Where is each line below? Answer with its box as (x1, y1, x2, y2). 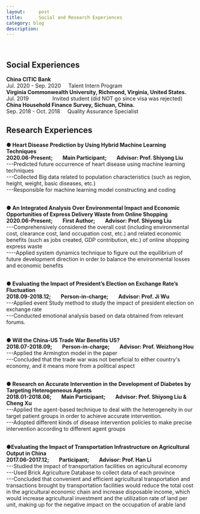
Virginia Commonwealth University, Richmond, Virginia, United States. (6, 89, 187, 96)
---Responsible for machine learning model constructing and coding (6, 186, 176, 193)
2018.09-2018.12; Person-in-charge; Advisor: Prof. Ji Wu (6, 293, 170, 300)
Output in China (6, 449, 47, 457)
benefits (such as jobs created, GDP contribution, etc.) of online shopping (6, 236, 190, 243)
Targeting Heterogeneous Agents (6, 387, 92, 394)
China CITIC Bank (6, 76, 51, 83)
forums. (6, 318, 26, 326)
